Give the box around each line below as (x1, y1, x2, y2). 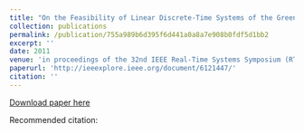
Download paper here (9, 97, 90, 108)
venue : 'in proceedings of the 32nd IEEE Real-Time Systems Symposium (9, 55, 281, 64)
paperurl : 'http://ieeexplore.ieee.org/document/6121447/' (9, 64, 237, 73)
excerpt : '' (9, 38, 54, 48)
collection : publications (9, 22, 107, 31)
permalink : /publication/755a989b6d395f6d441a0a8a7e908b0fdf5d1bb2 (9, 30, 270, 39)
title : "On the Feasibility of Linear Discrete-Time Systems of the (9, 13, 273, 23)
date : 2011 (9, 47, 51, 56)
